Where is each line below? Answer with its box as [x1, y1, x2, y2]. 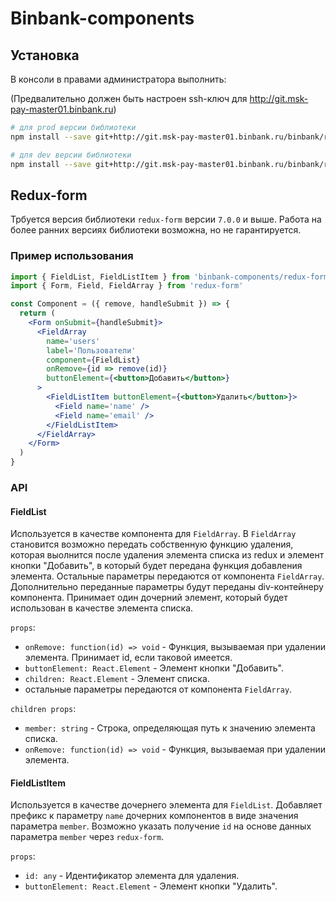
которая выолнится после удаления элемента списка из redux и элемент [10, 549, 325, 561]
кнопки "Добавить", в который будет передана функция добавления [10, 560, 303, 572]
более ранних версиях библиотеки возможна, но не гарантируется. [10, 224, 302, 236]
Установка [10, 47, 80, 64]
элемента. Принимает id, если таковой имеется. [24, 652, 233, 664]
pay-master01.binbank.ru [10, 103, 114, 115]
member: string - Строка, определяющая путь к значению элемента [24, 722, 316, 734]
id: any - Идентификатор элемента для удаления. [24, 870, 240, 882]
